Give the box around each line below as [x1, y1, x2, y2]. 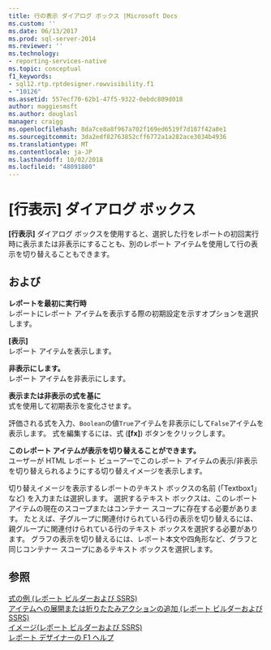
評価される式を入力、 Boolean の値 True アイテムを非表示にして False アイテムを [8, 418, 265, 427]
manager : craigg [8, 118, 63, 126]
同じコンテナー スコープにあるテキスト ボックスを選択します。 [8, 544, 217, 553]
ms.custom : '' [8, 19, 57, 28]
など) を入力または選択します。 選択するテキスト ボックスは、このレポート [8, 493, 258, 503]
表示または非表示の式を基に [8, 391, 101, 401]
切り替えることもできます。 [22, 249, 114, 259]
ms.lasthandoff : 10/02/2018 [8, 155, 104, 163]
